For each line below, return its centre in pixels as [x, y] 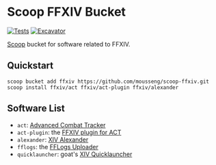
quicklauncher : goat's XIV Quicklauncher [75, 154]
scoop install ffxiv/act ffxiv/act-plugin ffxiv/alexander [93, 87]
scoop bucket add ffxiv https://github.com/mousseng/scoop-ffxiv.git [108, 81]
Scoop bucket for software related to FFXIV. [69, 44]
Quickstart [30, 66]
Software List [36, 109]
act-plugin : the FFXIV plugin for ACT [69, 132]
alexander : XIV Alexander [53, 139]
